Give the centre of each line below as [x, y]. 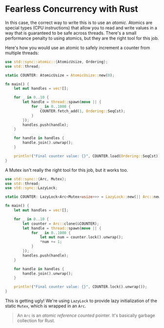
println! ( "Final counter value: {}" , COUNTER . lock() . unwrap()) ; [81, 287]
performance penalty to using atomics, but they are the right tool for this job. [82, 38]
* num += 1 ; [51, 242]
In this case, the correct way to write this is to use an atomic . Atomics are [79, 23]
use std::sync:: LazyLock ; [31, 188]
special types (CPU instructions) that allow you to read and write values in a [81, 27]
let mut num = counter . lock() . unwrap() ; [82, 237]
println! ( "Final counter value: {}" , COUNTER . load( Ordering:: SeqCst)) [87, 156]
